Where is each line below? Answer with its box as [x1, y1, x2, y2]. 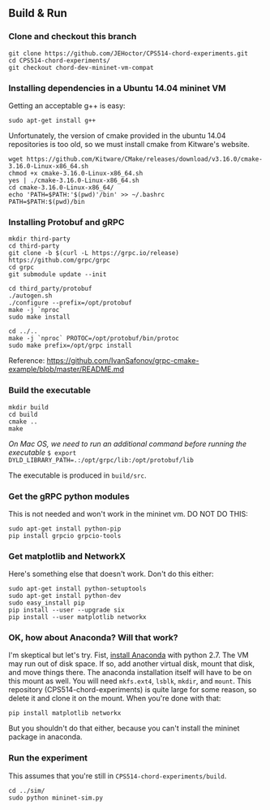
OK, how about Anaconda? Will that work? [8, 632, 178, 643]
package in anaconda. [8, 732, 83, 742]
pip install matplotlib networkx [8, 709, 122, 717]
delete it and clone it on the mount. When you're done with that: [8, 694, 221, 704]
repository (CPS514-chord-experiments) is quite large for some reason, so [8, 685, 257, 695]
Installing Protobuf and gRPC [8, 216, 125, 227]
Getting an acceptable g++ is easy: [8, 101, 126, 110]
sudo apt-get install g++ [8, 116, 96, 124]
